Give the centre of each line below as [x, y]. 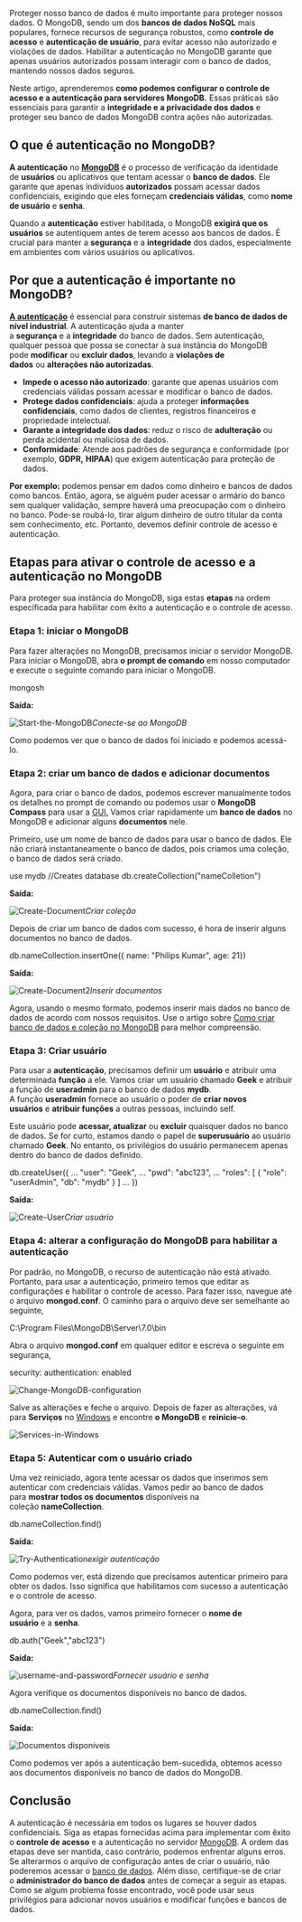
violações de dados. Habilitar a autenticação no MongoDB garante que [141, 52]
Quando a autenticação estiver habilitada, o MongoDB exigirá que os [139, 223]
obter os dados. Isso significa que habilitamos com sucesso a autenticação [149, 1586]
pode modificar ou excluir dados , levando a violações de [117, 354]
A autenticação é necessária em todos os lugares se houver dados [133, 1823]
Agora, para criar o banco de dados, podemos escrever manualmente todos [150, 793]
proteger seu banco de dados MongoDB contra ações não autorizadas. [142, 117]
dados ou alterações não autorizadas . [82, 364]
